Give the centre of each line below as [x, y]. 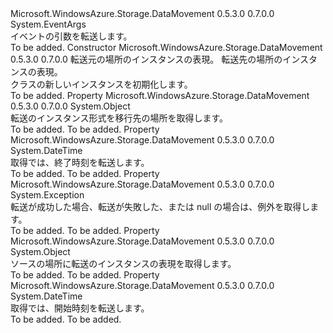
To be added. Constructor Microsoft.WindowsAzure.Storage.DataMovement [166, 47]
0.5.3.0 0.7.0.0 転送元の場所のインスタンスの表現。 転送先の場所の [146, 59]
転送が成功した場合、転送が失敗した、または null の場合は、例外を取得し [160, 206]
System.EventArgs [48, 24]
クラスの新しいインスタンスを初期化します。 [101, 84]
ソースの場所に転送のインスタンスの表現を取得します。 [123, 263]
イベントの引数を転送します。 [71, 36]
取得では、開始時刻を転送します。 [80, 308]
